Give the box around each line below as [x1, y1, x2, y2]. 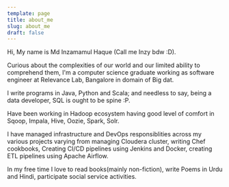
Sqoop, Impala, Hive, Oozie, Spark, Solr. [7, 117, 120, 125]
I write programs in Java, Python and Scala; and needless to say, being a [7, 89, 212, 97]
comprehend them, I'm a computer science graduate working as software [7, 68, 215, 77]
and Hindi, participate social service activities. [7, 173, 137, 181]
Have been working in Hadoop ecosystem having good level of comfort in [7, 110, 215, 118]
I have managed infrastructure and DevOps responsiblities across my [7, 130, 202, 138]
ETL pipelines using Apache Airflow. [7, 152, 109, 160]
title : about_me [7, 16, 53, 23]
